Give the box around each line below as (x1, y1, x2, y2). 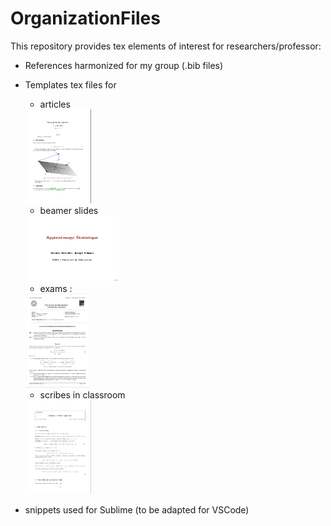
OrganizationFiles (10, 7, 161, 30)
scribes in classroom (39, 388, 126, 401)
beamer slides (39, 204, 99, 216)
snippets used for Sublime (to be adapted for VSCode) (24, 503, 250, 516)
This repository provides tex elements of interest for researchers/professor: (10, 40, 322, 52)
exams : (39, 282, 73, 294)
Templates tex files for (24, 78, 117, 91)
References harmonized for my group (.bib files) (24, 59, 224, 71)
